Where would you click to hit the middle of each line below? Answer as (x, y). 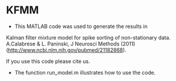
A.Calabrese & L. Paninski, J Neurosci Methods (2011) (71, 44)
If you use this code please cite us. (48, 61)
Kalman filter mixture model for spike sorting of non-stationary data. (89, 37)
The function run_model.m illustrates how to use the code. (85, 72)
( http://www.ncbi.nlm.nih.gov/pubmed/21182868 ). (66, 50)
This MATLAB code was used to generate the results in (81, 26)
